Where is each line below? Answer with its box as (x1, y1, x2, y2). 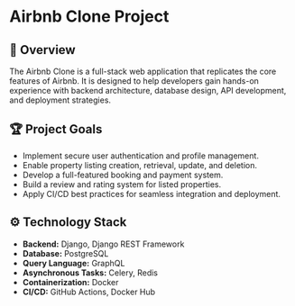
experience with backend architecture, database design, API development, (9, 85, 287, 95)
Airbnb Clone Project (9, 6, 170, 27)
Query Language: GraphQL (22, 257, 125, 268)
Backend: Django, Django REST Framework (22, 238, 185, 249)
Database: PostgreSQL (22, 247, 109, 258)
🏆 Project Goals (9, 121, 103, 137)
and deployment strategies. (9, 94, 111, 105)
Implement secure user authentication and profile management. (22, 150, 260, 161)
